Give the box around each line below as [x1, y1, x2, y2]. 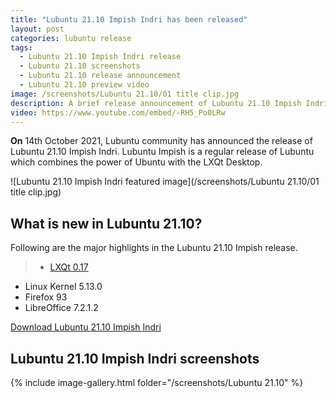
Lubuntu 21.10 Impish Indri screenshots [10, 350, 260, 367]
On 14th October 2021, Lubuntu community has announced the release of [10, 135, 313, 147]
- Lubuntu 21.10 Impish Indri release [19, 52, 182, 62]
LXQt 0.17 [49, 261, 89, 273]
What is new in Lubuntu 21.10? [10, 215, 203, 232]
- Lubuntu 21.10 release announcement [19, 71, 182, 81]
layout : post [10, 24, 65, 34]
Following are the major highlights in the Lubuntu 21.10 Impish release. [10, 242, 298, 254]
